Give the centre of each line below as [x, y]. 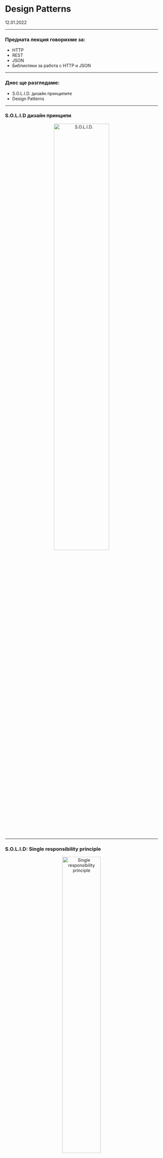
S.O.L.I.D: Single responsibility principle [53, 849]
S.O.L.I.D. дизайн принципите [42, 93]
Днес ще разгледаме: [32, 83]
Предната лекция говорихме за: [45, 39]
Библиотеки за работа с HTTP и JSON [51, 66]
